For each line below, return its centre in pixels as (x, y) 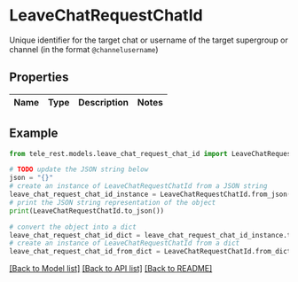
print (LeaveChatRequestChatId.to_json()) (87, 211)
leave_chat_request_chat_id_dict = (75, 235)
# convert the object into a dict (73, 227)
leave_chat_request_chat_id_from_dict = (85, 252)
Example (34, 133)
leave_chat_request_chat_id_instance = (83, 195)
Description (103, 102)
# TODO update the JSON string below (79, 169)
